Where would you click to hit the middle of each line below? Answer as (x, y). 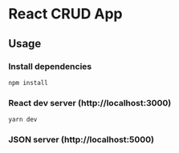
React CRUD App (65, 14)
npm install (28, 83)
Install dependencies (50, 66)
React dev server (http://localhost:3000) (90, 103)
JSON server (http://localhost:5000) (81, 139)
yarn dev (23, 120)
